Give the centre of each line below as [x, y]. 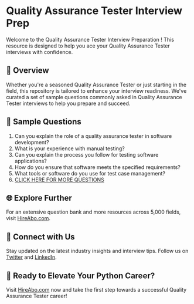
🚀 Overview [28, 71]
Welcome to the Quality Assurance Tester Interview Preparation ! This [90, 39]
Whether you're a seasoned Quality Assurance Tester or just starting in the [96, 85]
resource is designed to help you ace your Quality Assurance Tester [88, 46]
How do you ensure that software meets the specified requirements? [97, 167]
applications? [30, 161]
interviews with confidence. [40, 52]
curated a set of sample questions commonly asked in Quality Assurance [94, 97]
